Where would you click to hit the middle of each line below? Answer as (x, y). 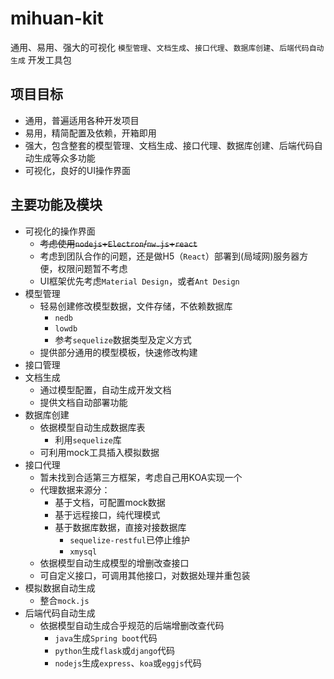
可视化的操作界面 (60, 231)
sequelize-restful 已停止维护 (129, 539)
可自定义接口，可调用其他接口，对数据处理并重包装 (145, 575)
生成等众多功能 (64, 158)
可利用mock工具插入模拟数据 (99, 452)
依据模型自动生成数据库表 (92, 427)
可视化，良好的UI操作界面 (77, 170)
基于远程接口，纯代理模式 (107, 514)
